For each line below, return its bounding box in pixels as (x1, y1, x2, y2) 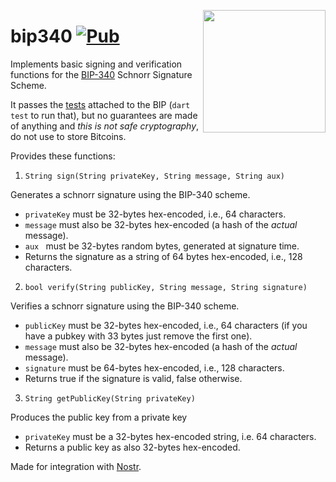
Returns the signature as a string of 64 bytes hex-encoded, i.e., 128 (24, 250, 303, 262)
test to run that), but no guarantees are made (10, 109, 198, 121)
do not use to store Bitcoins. (10, 130, 127, 142)
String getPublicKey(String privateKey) (24, 393, 196, 404)
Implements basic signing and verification (10, 58, 183, 70)
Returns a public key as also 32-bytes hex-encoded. (24, 441, 241, 453)
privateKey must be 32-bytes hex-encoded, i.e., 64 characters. (24, 208, 287, 220)
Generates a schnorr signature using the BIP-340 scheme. (10, 188, 251, 200)
